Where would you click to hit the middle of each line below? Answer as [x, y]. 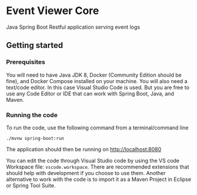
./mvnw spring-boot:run [35, 138]
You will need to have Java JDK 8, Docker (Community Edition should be [94, 75]
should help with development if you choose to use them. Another [86, 173]
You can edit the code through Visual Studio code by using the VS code [93, 160]
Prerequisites [26, 62]
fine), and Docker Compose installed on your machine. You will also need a [97, 81]
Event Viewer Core [53, 11]
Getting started [35, 45]
